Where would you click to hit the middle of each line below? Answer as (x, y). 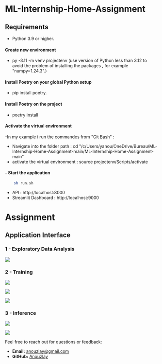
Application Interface (38, 235)
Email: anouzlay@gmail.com (40, 351)
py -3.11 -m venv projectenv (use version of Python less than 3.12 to (79, 61)
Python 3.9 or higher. (33, 38)
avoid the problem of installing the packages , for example (70, 66)
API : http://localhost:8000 (39, 192)
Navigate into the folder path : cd (45, 146)
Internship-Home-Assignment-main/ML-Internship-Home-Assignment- (83, 151)
